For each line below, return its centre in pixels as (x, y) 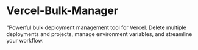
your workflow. (25, 40)
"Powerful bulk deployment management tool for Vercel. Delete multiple (97, 27)
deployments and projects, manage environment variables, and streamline (99, 34)
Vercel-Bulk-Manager (62, 11)
